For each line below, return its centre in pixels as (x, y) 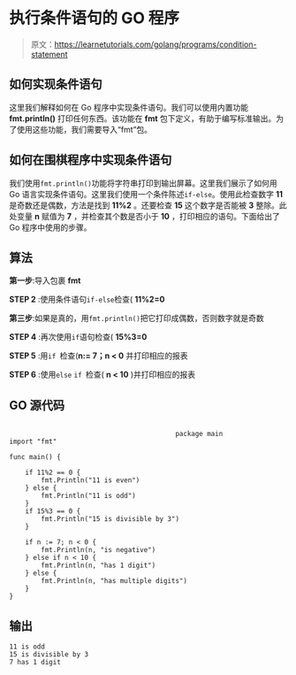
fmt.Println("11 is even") (91, 480)
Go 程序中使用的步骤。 (50, 227)
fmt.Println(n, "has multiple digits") (114, 581)
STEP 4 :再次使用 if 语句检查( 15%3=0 (78, 337)
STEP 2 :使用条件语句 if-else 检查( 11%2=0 (87, 299)
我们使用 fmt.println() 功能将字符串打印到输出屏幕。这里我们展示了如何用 (144, 183)
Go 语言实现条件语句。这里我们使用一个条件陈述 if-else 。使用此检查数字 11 (146, 194)
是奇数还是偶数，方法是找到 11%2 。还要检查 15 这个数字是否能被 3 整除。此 (148, 205)
